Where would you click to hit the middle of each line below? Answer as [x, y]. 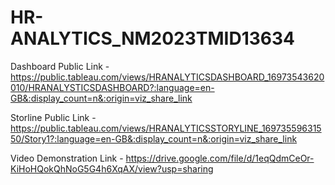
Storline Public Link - [53, 117]
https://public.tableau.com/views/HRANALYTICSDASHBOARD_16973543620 [167, 77]
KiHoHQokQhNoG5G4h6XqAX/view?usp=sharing [112, 168]
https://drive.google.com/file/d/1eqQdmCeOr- [220, 158]
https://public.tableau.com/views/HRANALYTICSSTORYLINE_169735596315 [166, 128]
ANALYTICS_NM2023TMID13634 [152, 38]
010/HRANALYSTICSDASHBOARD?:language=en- [112, 87]
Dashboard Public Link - [60, 66]
